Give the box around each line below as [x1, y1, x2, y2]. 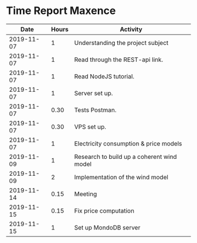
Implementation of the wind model [74, 173, 169, 181]
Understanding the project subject [74, 39, 169, 47]
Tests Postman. [74, 106, 117, 114]
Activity [120, 25, 142, 33]
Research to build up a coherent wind [74, 152, 177, 161]
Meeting [74, 190, 97, 198]
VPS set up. [74, 123, 107, 131]
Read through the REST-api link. [74, 55, 164, 64]
